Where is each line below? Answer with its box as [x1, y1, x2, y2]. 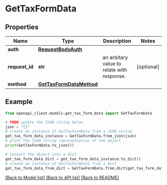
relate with [102, 67, 127, 73]
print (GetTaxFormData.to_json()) [5, 143, 75, 148]
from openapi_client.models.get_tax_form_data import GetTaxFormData [5, 110, 153, 116]
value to [102, 60, 122, 67]
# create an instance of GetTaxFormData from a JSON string [5, 129, 133, 134]
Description [103, 38, 132, 44]
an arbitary [102, 54, 128, 61]
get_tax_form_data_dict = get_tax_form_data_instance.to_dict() [5, 156, 141, 162]
